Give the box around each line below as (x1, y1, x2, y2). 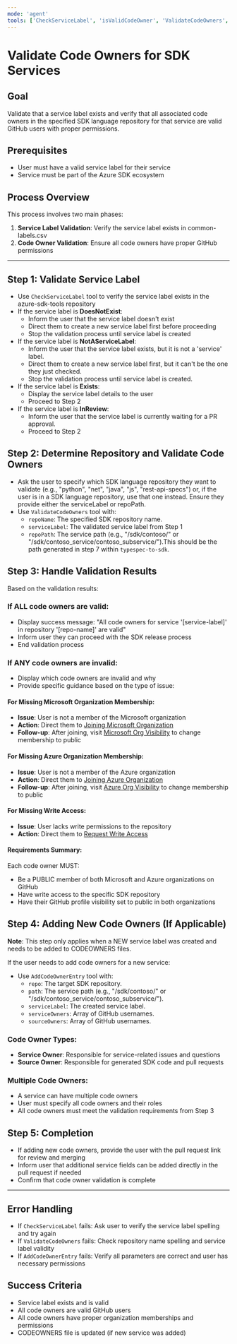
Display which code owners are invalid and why (17, 674, 157, 682)
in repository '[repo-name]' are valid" (17, 625, 126, 634)
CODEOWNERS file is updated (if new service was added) (17, 1328, 186, 1337)
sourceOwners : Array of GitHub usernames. (28, 1016, 152, 1025)
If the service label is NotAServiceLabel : (17, 337, 136, 345)
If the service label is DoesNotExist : (17, 307, 123, 315)
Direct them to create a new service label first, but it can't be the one (28, 359, 229, 368)
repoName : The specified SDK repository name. (28, 515, 163, 523)
